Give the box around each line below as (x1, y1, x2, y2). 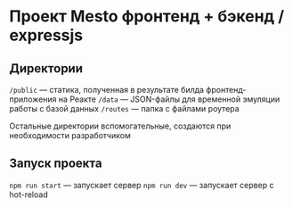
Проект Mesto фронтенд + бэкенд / (9, 6, 285, 27)
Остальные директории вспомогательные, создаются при (9, 120, 232, 131)
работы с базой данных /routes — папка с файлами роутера (9, 103, 240, 113)
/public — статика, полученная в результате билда (9, 85, 205, 95)
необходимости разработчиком (9, 130, 131, 140)
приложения (9, 94, 57, 104)
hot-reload (9, 189, 48, 200)
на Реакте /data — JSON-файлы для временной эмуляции (58, 94, 281, 104)
